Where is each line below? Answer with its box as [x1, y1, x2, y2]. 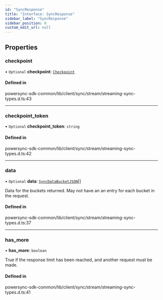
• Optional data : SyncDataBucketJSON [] [5, 178, 81, 184]
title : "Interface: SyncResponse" [5, 12, 75, 17]
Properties [5, 43, 38, 51]
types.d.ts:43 [5, 96, 32, 102]
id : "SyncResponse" [5, 7, 45, 12]
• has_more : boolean [5, 248, 47, 253]
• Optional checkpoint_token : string [5, 123, 80, 129]
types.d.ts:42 [5, 150, 32, 156]
